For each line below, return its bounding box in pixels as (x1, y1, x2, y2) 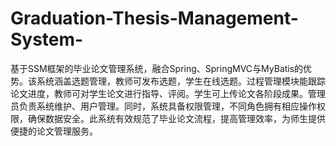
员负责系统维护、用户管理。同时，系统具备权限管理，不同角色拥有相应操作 (10, 100, 317, 112)
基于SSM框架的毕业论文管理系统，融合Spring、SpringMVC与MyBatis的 (10, 62, 304, 74)
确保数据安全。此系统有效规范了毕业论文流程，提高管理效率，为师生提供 (27, 112, 326, 124)
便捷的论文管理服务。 (10, 125, 98, 137)
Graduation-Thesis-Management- (10, 7, 299, 30)
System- (10, 28, 84, 51)
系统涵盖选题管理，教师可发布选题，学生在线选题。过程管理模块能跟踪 (36, 75, 326, 87)
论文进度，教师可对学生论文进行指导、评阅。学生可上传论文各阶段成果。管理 (10, 87, 326, 99)
